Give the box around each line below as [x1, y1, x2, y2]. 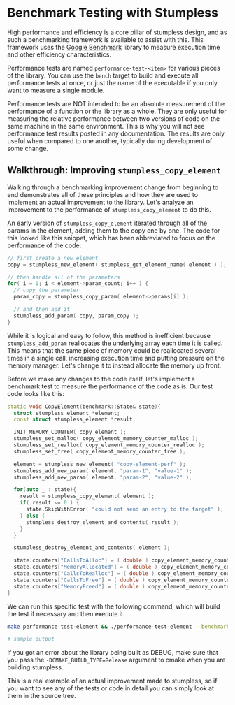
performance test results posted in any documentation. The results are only [7, 129, 225, 138]
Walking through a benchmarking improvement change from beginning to [7, 183, 219, 191]
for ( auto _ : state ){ [13, 486, 77, 493]
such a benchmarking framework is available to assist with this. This [7, 35, 204, 43]
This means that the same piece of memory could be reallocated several [7, 346, 216, 354]
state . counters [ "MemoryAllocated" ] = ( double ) [13, 564, 158, 571]
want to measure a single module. [7, 86, 105, 94]
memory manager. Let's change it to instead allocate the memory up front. [7, 361, 222, 370]
